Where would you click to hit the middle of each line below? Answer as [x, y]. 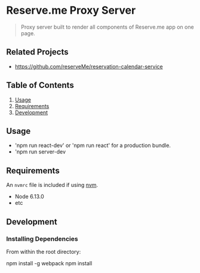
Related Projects [37, 52]
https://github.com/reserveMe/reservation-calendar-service [89, 66]
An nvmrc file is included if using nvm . [52, 185]
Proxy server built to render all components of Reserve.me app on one [107, 27]
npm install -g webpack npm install [49, 263]
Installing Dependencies [42, 238]
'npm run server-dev [40, 152]
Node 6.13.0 [29, 197]
